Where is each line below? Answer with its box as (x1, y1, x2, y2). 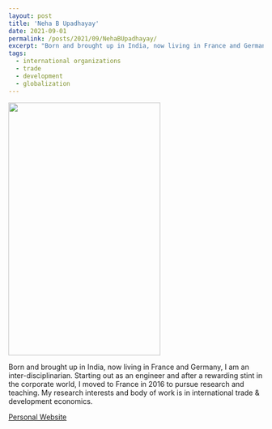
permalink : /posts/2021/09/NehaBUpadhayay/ (8, 34, 158, 43)
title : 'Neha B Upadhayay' (8, 19, 100, 28)
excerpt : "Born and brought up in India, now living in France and (8, 42, 241, 50)
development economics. (8, 396, 93, 406)
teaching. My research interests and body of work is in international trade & (8, 388, 260, 397)
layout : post (8, 11, 53, 20)
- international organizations (15, 57, 121, 66)
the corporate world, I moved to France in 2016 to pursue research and (8, 379, 244, 389)
